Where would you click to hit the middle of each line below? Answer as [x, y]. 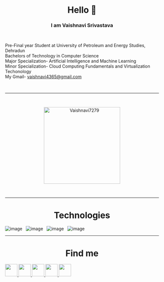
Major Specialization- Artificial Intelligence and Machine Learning [71, 61]
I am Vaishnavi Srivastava [82, 26]
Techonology [18, 72]
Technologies [82, 215]
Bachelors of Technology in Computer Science [52, 56]
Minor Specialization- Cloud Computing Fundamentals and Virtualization [78, 66]
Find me [82, 253]
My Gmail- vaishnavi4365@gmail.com [43, 77]
